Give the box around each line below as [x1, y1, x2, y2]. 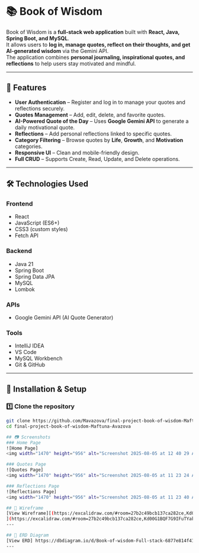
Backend [6, 247, 33, 255]
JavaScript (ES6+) [14, 219, 60, 226]
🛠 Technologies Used [6, 179, 89, 189]
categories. [14, 143, 43, 150]
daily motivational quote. [14, 124, 75, 131]
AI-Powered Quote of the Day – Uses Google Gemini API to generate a [14, 117, 189, 125]
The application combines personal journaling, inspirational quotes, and [6, 53, 185, 61]
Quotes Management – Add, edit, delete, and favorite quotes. [14, 111, 166, 118]
